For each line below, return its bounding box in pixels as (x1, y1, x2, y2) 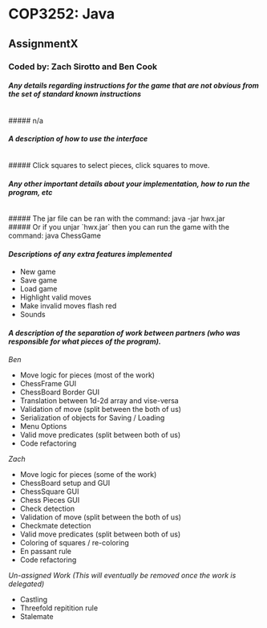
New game (19, 267, 56, 277)
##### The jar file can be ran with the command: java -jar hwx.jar (8, 214, 226, 223)
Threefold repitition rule (19, 603, 99, 613)
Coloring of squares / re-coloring (19, 537, 130, 547)
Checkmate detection (19, 520, 91, 530)
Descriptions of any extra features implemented (8, 249, 172, 259)
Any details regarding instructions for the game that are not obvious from (8, 81, 259, 91)
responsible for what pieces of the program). (8, 336, 162, 346)
